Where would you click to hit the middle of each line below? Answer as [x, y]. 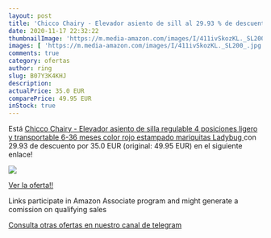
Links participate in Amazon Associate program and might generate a [123, 201]
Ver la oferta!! [31, 186]
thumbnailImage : [35, 38]
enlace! [21, 155]
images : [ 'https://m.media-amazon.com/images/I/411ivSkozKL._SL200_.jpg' [137, 46]
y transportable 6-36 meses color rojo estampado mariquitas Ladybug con [132, 137]
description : [30, 83]
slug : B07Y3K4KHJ [38, 76]
